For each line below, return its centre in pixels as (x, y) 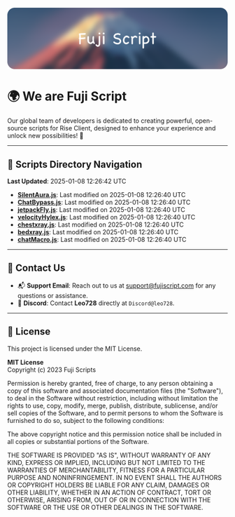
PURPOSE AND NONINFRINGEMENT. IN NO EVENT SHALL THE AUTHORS (115, 477)
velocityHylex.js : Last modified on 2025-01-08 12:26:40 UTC (106, 217)
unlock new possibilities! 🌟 (45, 136)
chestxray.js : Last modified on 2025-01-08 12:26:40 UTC (100, 224)
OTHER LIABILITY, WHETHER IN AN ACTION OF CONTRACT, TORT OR (109, 492)
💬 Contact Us (36, 268)
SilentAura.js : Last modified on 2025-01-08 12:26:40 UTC (101, 195)
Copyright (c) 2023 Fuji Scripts (52, 370)
